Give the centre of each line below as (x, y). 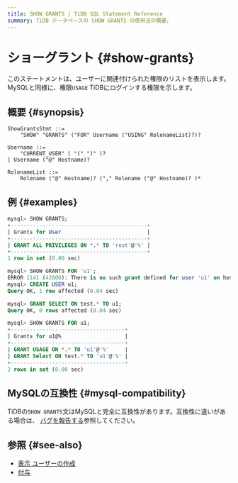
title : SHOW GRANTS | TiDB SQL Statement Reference (85, 14)
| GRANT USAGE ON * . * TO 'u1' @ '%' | (68, 349)
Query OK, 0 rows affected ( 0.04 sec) (64, 310)
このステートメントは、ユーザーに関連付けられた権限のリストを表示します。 (119, 79)
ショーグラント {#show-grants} (101, 58)
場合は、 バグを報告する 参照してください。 (76, 421)
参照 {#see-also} (45, 445)
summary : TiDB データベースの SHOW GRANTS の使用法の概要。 (90, 21)
